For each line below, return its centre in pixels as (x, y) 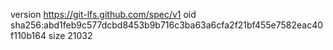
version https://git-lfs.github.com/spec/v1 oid (103, 14)
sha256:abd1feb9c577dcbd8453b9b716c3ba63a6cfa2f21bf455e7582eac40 (167, 25)
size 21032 (70, 35)
